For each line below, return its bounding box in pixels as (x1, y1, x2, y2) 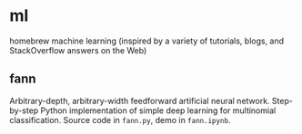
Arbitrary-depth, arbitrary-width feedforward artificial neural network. (9, 95, 270, 106)
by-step (9, 105, 39, 116)
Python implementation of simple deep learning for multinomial (40, 105, 277, 116)
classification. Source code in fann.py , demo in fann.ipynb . (9, 114, 231, 125)
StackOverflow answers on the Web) (9, 44, 147, 55)
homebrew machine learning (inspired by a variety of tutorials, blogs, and (9, 35, 285, 46)
